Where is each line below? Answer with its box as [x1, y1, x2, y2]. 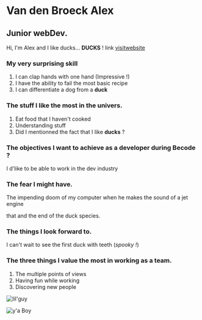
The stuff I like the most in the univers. [6, 101, 123, 110]
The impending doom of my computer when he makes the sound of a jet [6, 194, 188, 201]
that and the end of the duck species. [6, 212, 101, 219]
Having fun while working [15, 277, 80, 284]
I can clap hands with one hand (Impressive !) [15, 73, 130, 80]
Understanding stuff [15, 121, 66, 129]
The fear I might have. [6, 180, 73, 188]
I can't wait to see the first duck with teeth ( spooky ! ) [6, 241, 139, 249]
